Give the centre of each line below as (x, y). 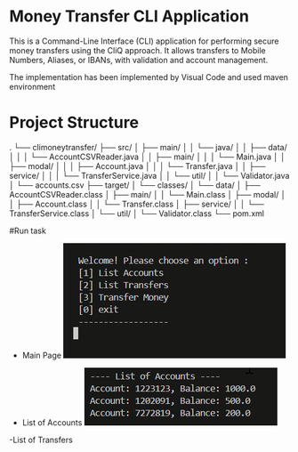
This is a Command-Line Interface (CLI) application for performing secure (144, 41)
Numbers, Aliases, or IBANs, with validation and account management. (139, 60)
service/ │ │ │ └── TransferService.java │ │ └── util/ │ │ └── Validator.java (149, 175)
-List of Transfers (41, 440)
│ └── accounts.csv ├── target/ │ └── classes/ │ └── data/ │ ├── (135, 185)
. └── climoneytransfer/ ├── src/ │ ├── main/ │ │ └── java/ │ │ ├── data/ (148, 147)
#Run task (28, 230)
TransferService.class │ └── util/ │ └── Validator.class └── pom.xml (137, 213)
